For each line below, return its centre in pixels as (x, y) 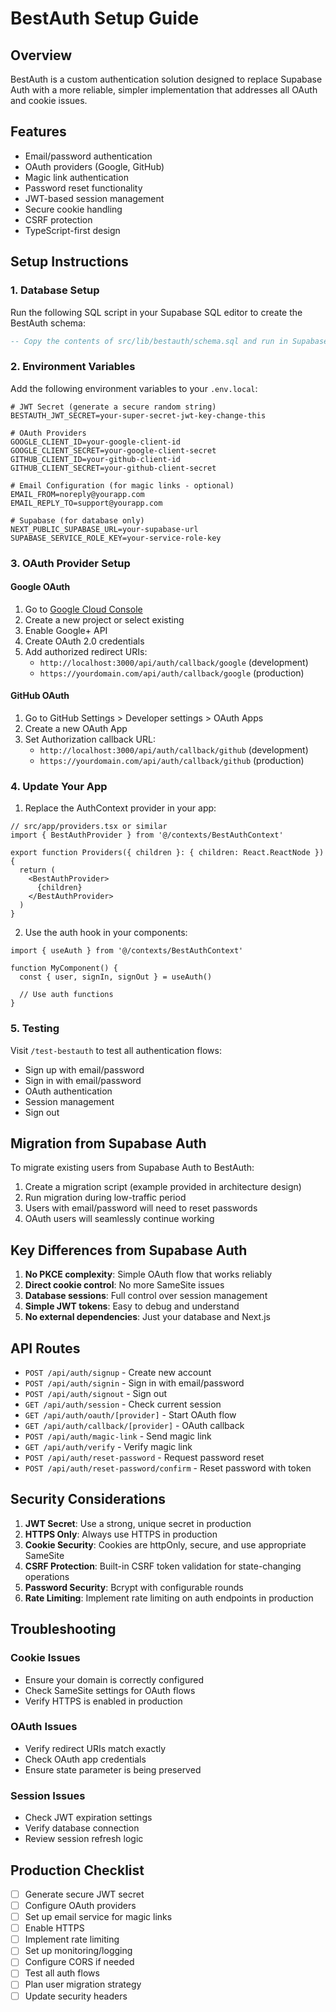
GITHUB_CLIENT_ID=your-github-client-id (96, 459)
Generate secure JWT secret (84, 1894)
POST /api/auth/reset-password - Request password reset (144, 1458)
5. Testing (35, 1029)
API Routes (45, 1348)
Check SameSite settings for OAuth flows (110, 1690)
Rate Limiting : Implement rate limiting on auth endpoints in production (169, 1598)
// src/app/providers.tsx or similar (89, 827)
